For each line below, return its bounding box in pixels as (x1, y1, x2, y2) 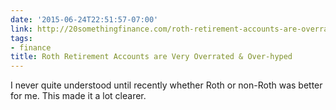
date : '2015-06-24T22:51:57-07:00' (10, 14, 159, 25)
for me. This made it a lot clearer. (10, 90, 147, 102)
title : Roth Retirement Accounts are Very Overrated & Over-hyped (10, 52, 293, 62)
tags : (10, 33, 33, 43)
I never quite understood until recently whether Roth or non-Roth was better (10, 79, 323, 91)
